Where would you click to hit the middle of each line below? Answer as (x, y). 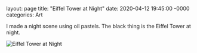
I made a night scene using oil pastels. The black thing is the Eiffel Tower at (98, 26)
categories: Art (24, 15)
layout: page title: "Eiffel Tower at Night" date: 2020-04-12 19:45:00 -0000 (98, 9)
